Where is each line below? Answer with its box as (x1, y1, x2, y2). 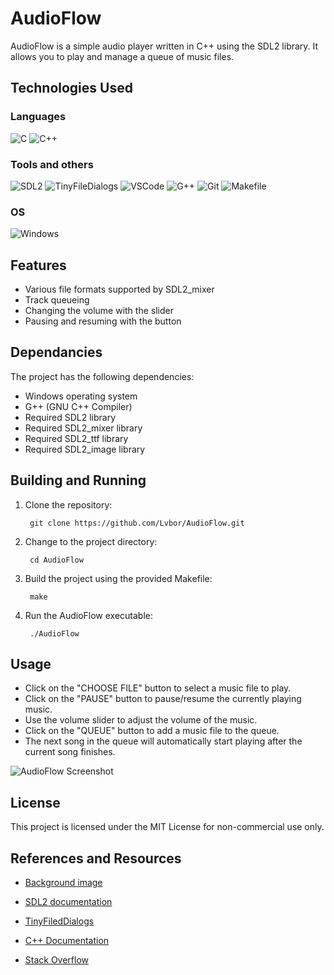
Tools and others (10, 157, 94, 171)
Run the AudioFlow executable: (24, 609, 154, 621)
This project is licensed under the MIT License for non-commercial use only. (10, 821, 325, 833)
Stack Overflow (24, 954, 90, 966)
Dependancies (10, 344, 103, 361)
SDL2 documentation (24, 896, 113, 908)
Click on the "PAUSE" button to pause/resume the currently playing (24, 693, 302, 705)
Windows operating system (24, 390, 138, 402)
